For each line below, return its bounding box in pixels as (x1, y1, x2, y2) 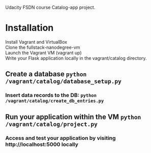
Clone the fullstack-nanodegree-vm (5, 44, 80, 50)
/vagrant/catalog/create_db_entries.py (5, 98, 104, 104)
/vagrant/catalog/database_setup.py (5, 78, 122, 85)
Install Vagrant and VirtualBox (5, 39, 68, 45)
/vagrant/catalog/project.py (5, 120, 98, 128)
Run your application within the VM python (5, 112, 141, 121)
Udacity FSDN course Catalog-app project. (5, 5, 96, 10)
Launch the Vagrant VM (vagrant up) (5, 49, 82, 55)
